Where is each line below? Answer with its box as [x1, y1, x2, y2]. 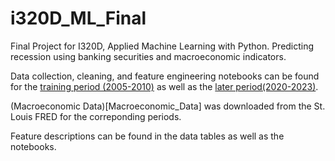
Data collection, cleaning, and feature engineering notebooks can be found [10, 70, 320, 82]
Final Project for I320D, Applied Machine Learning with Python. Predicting [10, 40, 315, 52]
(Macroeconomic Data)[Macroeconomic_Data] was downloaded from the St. [10, 100, 326, 112]
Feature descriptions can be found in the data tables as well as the [10, 130, 285, 142]
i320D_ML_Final [10, 7, 147, 30]
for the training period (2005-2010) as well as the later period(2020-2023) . [10, 80, 319, 92]
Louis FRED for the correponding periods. [10, 110, 182, 122]
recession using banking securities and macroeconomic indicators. [10, 50, 287, 62]
